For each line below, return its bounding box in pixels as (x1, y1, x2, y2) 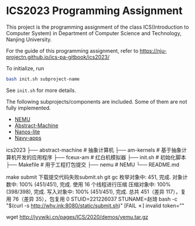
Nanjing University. (6, 36, 52, 43)
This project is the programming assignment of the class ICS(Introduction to (6, 23, 189, 30)
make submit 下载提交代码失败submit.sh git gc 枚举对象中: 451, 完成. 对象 (6, 173, 183, 180)
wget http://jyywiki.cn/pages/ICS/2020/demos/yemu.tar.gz (6, 213, 148, 220)
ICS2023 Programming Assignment (6, 4, 183, 18)
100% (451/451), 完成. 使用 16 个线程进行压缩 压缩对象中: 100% (19, 180, 171, 188)
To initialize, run (6, 64, 45, 71)
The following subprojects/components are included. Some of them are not (6, 98, 187, 105)
